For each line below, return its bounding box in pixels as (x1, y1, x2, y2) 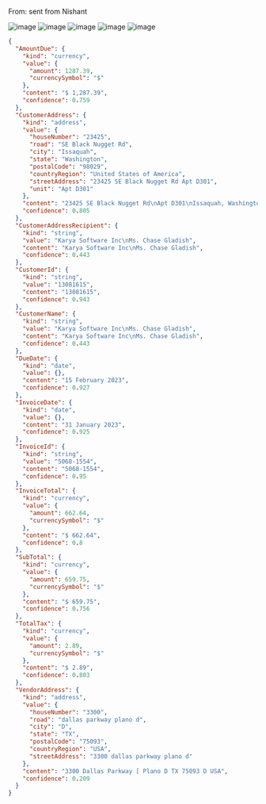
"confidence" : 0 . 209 (22, 775, 90, 783)
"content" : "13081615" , (22, 288, 101, 296)
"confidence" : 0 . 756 (22, 605, 90, 613)
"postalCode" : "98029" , (28, 163, 108, 170)
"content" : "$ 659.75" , (22, 598, 101, 606)
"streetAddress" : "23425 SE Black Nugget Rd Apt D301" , (28, 178, 218, 186)
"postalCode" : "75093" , (28, 737, 108, 746)
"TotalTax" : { (15, 620, 62, 628)
